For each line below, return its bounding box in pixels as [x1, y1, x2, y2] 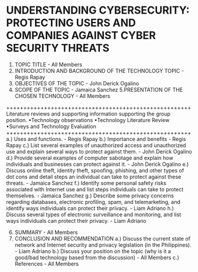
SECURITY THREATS [6, 41, 110, 55]
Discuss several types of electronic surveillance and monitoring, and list [6, 211, 181, 218]
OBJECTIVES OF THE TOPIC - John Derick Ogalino [14, 79, 139, 87]
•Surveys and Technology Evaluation [6, 123, 96, 130]
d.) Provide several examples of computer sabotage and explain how [6, 154, 173, 161]
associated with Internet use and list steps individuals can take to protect [6, 185, 184, 193]
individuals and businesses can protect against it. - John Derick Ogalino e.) [6, 161, 189, 168]
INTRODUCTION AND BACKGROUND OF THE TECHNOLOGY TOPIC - [14, 67, 184, 74]
